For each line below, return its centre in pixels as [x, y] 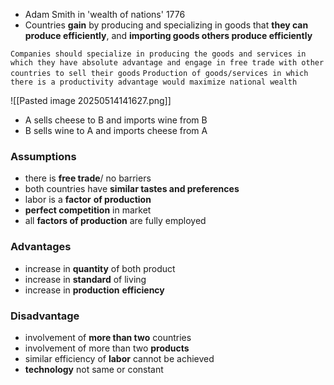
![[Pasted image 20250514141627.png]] [91, 100]
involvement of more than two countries [108, 337]
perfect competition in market [88, 210]
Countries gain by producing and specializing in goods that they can [166, 25]
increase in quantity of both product [100, 268]
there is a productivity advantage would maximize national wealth [154, 82]
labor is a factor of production [88, 200]
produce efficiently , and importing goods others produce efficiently [168, 35]
